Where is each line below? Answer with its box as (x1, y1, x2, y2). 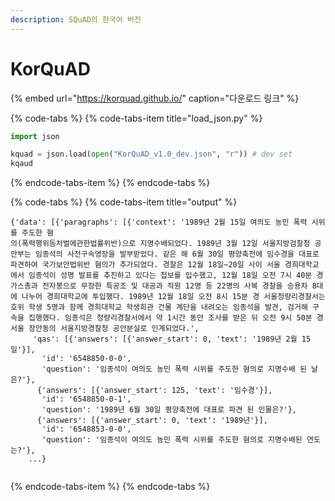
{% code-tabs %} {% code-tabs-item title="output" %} (10, 196, 238, 208)
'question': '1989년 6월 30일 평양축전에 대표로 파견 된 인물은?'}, (41, 405, 298, 415)
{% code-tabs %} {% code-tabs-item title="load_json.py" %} (10, 112, 263, 124)
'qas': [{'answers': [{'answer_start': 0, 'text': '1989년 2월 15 (32, 334, 312, 345)
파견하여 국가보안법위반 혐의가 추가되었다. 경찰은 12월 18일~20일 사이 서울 (10, 260, 281, 270)
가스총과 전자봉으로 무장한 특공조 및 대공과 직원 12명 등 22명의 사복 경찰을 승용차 (10, 281, 308, 291)
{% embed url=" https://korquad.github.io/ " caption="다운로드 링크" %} (10, 92, 300, 104)
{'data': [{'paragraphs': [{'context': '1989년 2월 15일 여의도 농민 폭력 (10, 217, 308, 228)
